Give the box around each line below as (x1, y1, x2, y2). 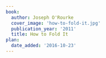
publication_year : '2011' (11, 25, 77, 32)
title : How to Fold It (11, 31, 68, 37)
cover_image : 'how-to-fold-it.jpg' (11, 20, 101, 26)
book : (5, 8, 19, 15)
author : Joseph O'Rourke (11, 14, 74, 21)
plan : (5, 37, 19, 43)
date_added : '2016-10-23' (11, 43, 77, 49)
